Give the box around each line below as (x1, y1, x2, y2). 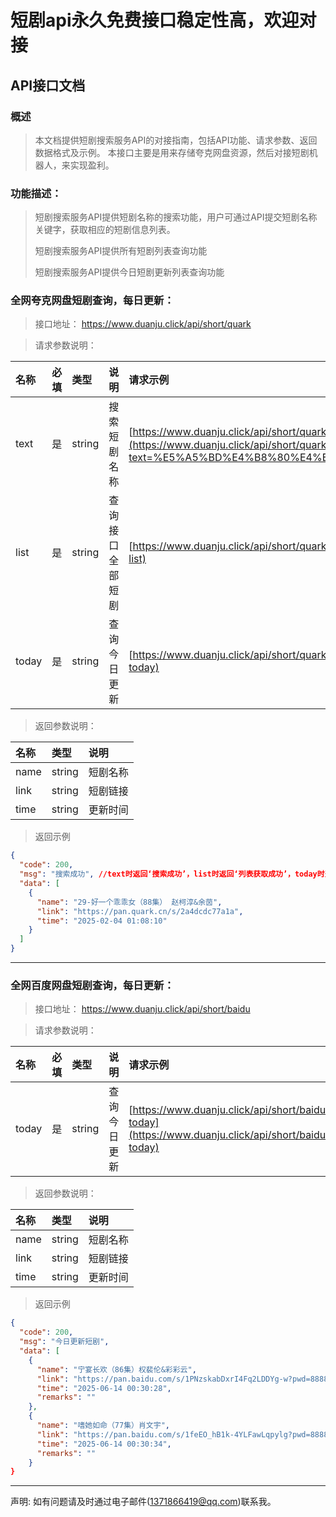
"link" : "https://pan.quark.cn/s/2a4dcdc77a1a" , (36, 906, 244, 916)
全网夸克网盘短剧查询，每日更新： (10, 294, 175, 308)
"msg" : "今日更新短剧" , (19, 1337, 110, 1347)
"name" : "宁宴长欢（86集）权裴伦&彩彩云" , (36, 1364, 197, 1375)
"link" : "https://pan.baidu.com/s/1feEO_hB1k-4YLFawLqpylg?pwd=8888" (36, 1429, 333, 1440)
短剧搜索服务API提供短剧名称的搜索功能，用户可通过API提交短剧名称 (34, 211, 318, 223)
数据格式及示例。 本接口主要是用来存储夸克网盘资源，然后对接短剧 (34, 146, 310, 158)
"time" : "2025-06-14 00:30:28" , (36, 1383, 172, 1393)
